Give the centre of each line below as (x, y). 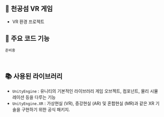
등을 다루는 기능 (41, 97)
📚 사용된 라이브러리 (34, 76)
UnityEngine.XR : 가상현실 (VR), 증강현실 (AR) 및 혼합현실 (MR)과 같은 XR (83, 103)
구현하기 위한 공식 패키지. (46, 110)
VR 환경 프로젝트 (28, 22)
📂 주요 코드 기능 (27, 39)
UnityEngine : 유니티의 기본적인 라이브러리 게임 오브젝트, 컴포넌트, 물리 (81, 91)
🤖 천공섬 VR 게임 (29, 9)
